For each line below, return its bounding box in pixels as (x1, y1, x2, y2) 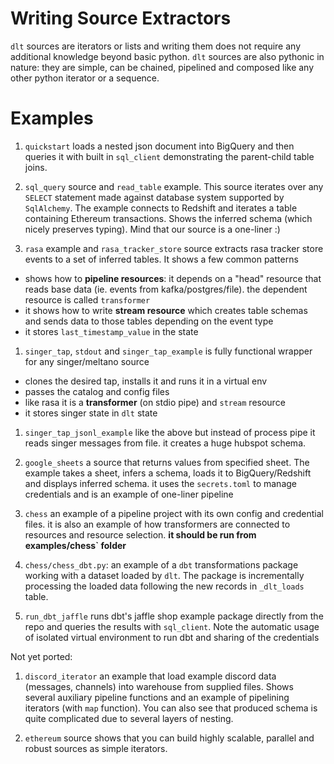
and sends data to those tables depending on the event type (24, 315, 274, 327)
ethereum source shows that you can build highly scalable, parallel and (24, 732, 315, 744)
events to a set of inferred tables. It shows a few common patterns (24, 253, 299, 265)
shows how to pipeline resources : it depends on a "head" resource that (24, 272, 322, 284)
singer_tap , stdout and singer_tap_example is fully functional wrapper (24, 345, 313, 357)
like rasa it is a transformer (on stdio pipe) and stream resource (24, 396, 286, 408)
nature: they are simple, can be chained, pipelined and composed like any (10, 61, 315, 73)
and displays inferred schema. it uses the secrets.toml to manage (24, 477, 297, 489)
